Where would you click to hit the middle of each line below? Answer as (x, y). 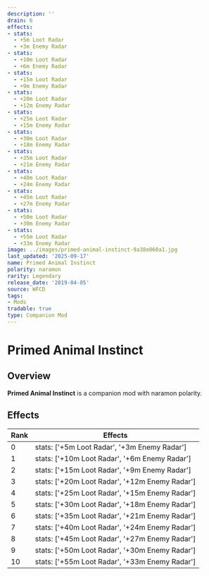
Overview (29, 376)
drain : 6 (20, 20)
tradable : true (30, 309)
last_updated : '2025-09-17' (49, 257)
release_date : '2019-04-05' (49, 283)
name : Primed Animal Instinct (52, 263)
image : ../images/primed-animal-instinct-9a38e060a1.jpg (93, 250)
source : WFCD (26, 289)
